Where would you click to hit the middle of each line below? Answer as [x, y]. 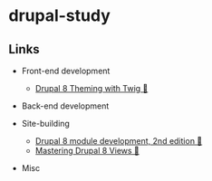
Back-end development [65, 106]
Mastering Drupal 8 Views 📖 [87, 151]
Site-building [45, 124]
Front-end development [66, 71]
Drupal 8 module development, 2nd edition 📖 [119, 141]
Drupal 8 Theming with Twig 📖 [92, 88]
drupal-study [59, 16]
